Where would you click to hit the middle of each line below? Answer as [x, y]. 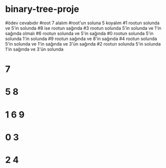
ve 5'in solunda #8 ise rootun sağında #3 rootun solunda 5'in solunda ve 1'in [83, 28]
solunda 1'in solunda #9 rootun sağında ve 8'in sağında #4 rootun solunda [81, 39]
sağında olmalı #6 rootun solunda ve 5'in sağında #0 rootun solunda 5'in [79, 33]
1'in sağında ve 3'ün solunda [34, 49]
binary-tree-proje [42, 9]
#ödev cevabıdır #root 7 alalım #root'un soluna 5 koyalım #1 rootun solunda [82, 23]
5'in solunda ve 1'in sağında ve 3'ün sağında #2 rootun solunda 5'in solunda [83, 44]
